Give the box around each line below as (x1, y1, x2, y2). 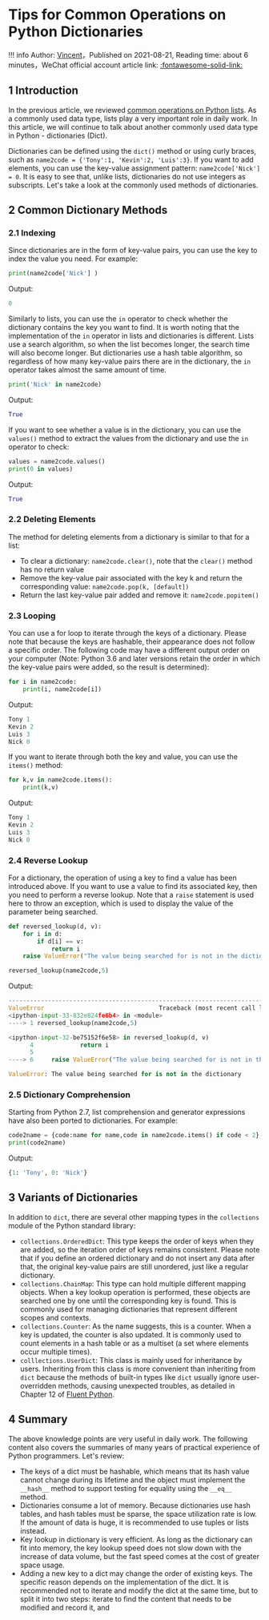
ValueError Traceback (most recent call (8, 1004, 256, 1012)
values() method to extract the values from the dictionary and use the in (8, 433, 249, 443)
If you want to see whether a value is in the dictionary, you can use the (8, 424, 242, 434)
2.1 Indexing (8, 227, 56, 239)
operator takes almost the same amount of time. (8, 365, 167, 375)
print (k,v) (22, 783, 59, 792)
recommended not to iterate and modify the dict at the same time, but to (19, 1586, 259, 1595)
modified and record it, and (19, 1602, 110, 1612)
